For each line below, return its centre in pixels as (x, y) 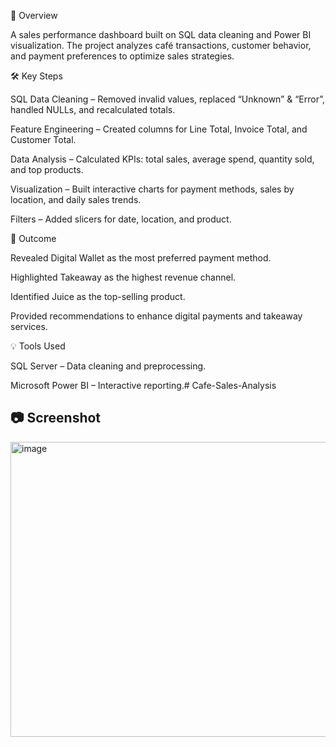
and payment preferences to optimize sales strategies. (122, 56)
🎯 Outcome (33, 238)
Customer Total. (43, 139)
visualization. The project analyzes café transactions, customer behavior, (161, 45)
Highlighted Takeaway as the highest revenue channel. (123, 277)
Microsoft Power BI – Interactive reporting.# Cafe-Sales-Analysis (143, 385)
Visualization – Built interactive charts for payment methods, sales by (152, 189)
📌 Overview (34, 15)
